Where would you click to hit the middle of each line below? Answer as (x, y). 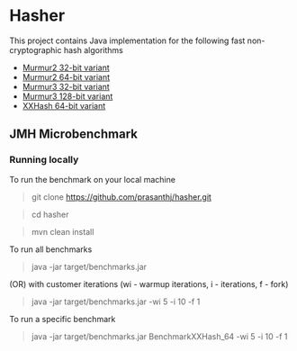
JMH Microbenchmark (73, 135)
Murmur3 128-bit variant (67, 96)
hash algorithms (93, 49)
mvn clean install (63, 231)
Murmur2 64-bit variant (66, 76)
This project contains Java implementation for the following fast (127, 40)
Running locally (44, 160)
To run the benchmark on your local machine (92, 179)
